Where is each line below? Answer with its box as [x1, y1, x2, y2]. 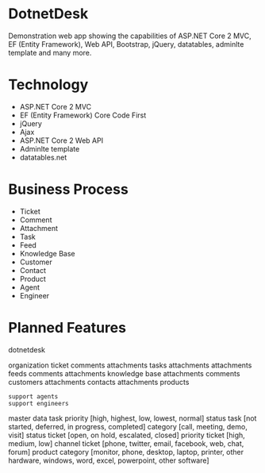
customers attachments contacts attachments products [8, 377, 190, 386]
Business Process [8, 180, 129, 198]
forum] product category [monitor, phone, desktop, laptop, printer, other [8, 447, 244, 456]
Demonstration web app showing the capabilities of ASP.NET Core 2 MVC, [8, 31, 252, 40]
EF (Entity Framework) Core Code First [19, 110, 147, 120]
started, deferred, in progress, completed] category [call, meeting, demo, [8, 421, 248, 431]
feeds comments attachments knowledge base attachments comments [8, 368, 240, 378]
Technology [8, 76, 89, 94]
